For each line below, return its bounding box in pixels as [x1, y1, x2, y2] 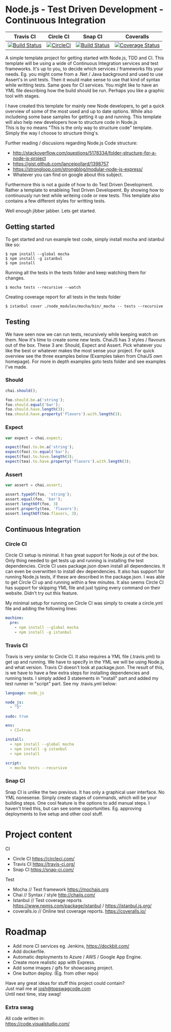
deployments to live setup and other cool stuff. [5, 810, 104, 817]
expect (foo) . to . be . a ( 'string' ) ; [5, 444, 74, 450]
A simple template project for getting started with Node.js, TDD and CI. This [5, 55, 164, 61]
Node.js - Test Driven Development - [5, 4, 164, 15]
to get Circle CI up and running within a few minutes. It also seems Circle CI [5, 579, 164, 586]
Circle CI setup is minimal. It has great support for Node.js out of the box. [5, 552, 159, 558]
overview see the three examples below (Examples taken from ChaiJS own [5, 353, 162, 359]
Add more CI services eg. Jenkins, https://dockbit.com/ [12, 943, 130, 949]
